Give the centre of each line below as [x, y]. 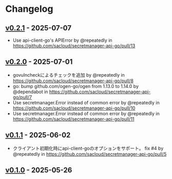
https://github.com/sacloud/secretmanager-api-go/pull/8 [73, 81]
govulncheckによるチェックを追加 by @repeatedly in [69, 75]
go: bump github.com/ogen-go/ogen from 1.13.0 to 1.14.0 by [76, 86]
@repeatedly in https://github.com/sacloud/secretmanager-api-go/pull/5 [90, 154]
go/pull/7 [22, 97]
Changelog [29, 9]
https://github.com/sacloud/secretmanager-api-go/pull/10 [74, 108]
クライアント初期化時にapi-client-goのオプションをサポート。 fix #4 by [88, 148]
